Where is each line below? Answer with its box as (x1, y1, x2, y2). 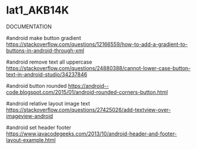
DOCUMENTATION (6, 23, 52, 30)
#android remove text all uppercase (6, 58, 92, 65)
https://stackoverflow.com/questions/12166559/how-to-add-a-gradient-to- (6, 41, 188, 48)
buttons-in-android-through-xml (6, 47, 84, 54)
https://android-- (68, 82, 109, 89)
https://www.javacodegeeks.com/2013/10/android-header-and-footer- (6, 130, 178, 137)
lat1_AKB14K (6, 4, 69, 17)
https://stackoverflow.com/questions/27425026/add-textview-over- (6, 106, 171, 113)
